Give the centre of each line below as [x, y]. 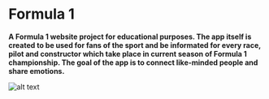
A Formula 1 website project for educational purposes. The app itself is [130, 37]
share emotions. [37, 71]
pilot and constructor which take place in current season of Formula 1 [128, 54]
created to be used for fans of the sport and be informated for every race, [135, 45]
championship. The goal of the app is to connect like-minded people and [133, 62]
